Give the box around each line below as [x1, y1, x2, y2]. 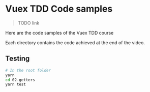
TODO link [17, 20, 40, 26]
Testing [5, 54, 30, 63]
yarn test [5, 82, 26, 87]
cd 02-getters [5, 77, 36, 82]
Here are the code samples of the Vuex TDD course [5, 29, 114, 36]
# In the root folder [5, 68, 51, 73]
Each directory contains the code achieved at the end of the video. [5, 39, 145, 46]
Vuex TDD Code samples [5, 3, 113, 15]
